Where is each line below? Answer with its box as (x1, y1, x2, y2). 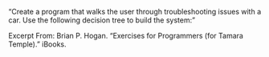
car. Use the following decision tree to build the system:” (8, 15, 195, 25)
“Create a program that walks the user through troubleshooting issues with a (8, 7, 262, 16)
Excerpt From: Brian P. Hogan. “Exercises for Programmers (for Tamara (8, 31, 243, 40)
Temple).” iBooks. (8, 39, 67, 49)
